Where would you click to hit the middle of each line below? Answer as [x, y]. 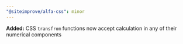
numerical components [34, 34]
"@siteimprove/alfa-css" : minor [45, 11]
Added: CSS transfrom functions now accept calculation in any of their [91, 28]
